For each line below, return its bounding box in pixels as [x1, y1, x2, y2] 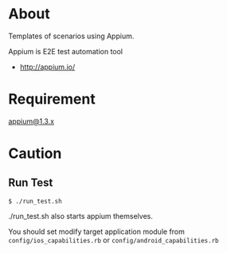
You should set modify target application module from [8, 227, 186, 236]
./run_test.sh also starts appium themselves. [8, 211, 153, 220]
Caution [8, 144, 62, 163]
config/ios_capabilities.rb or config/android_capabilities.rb [8, 235, 219, 244]
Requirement [8, 90, 96, 109]
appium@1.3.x [8, 117, 54, 126]
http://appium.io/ [19, 61, 76, 72]
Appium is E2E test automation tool [8, 46, 123, 56]
